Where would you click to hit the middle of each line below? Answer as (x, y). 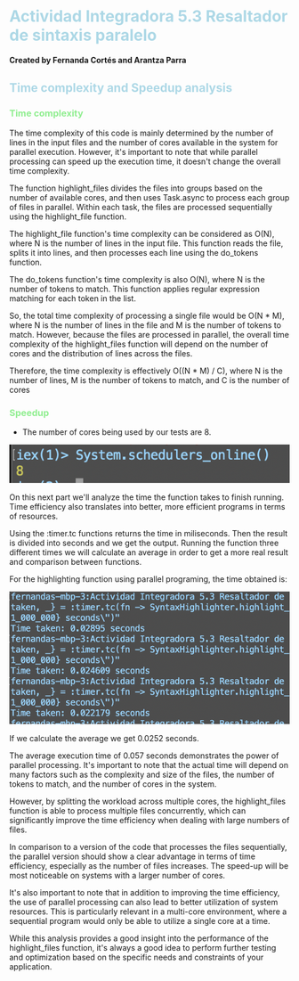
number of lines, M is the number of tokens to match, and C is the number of (149, 380)
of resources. (34, 516)
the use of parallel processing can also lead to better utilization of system (144, 902)
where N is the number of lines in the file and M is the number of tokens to (145, 325)
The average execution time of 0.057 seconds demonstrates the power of (144, 756)
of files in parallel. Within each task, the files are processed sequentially (141, 207)
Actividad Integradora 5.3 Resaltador (149, 16)
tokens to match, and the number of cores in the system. (113, 784)
